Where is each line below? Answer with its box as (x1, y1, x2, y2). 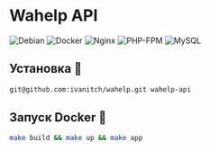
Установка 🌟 (9, 61, 83, 76)
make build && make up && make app (9, 134, 143, 143)
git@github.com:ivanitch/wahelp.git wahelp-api (9, 84, 192, 94)
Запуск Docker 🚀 (9, 110, 107, 126)
